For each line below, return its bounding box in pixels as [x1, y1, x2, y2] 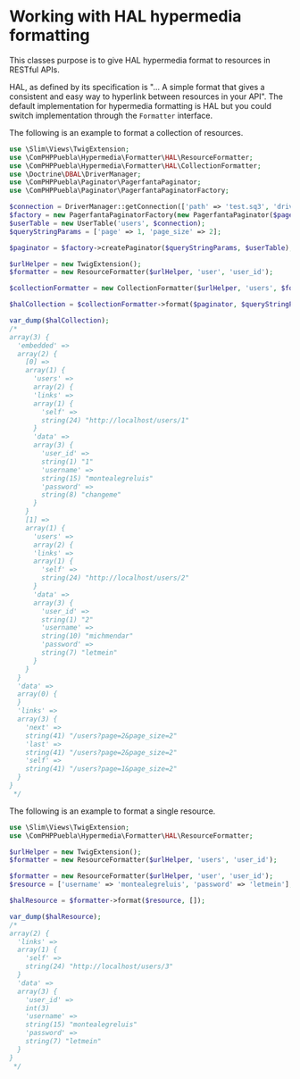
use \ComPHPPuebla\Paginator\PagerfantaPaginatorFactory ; [9, 186, 229, 196]
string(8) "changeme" [41, 490, 122, 499]
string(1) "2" [41, 615, 94, 624]
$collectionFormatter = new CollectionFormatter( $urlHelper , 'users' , [9, 284, 278, 293]
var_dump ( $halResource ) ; [9, 912, 102, 921]
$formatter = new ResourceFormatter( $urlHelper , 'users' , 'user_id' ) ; [9, 856, 278, 865]
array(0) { [17, 690, 58, 698]
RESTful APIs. [9, 64, 60, 75]
